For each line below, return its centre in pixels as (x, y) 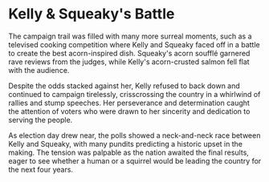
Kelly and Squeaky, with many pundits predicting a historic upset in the (126, 144)
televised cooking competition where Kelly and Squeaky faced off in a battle (134, 44)
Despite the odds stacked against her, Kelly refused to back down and (124, 86)
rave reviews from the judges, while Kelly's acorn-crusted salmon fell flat (129, 62)
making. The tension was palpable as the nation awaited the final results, (128, 152)
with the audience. (39, 70)
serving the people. (41, 119)
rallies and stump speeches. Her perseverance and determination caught (129, 103)
